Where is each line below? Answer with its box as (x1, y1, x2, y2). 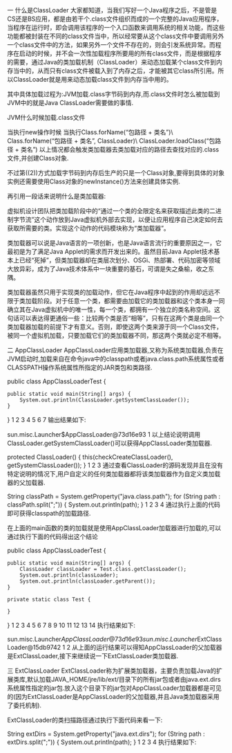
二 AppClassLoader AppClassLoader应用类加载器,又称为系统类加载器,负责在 (7, 346, 224, 354)
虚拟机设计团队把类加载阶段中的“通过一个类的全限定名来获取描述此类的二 (7, 207, 216, 215)
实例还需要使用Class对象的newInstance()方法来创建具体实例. (7, 177, 181, 185)
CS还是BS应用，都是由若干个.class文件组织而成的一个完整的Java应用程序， (7, 15, 223, 23)
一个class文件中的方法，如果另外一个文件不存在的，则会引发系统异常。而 (7, 41, 216, 48)
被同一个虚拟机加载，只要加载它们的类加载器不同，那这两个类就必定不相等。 (7, 332, 225, 339)
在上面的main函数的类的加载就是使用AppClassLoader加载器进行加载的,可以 (7, 524, 222, 532)
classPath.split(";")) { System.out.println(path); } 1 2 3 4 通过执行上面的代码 (7, 500, 221, 509)
